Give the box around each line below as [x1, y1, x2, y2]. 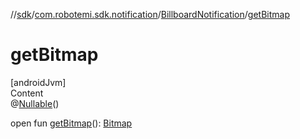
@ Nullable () [10, 97, 60, 109]
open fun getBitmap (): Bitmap [10, 117, 133, 129]
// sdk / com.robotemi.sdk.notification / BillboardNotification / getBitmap [10, 9, 290, 20]
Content [10, 87, 44, 99]
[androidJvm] [10, 76, 67, 88]
